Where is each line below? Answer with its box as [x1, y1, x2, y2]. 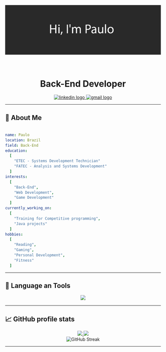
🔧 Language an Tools [5, 282, 71, 290]
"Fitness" [14, 258, 35, 263]
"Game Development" [14, 195, 54, 200]
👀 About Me [5, 114, 42, 122]
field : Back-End [5, 143, 39, 148]
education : [5, 148, 28, 153]
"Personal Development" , [14, 253, 65, 258]
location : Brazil [5, 137, 41, 143]
